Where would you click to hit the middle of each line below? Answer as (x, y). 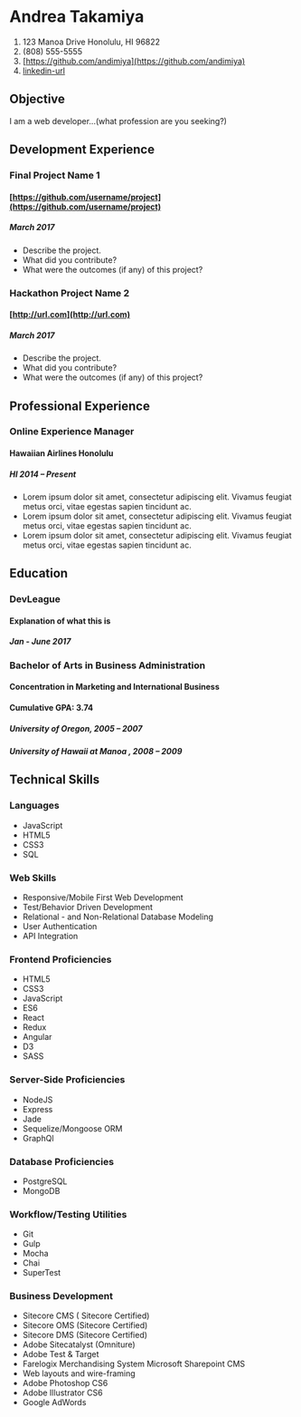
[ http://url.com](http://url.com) (70, 315)
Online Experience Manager (72, 432)
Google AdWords (54, 1402)
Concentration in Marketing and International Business (114, 687)
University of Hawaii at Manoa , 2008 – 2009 (96, 752)
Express (38, 1109)
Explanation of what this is (60, 621)
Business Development (61, 1296)
